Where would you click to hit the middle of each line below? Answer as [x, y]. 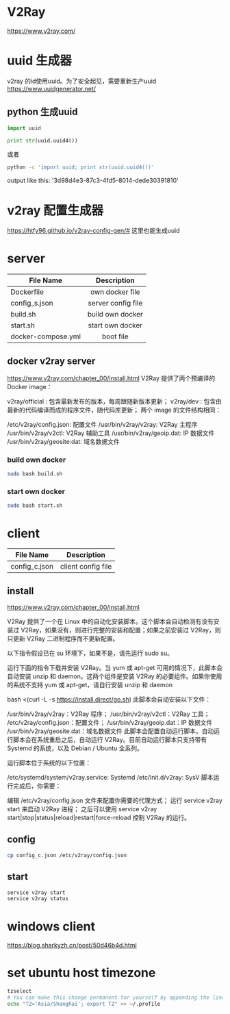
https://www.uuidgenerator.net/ [52, 88]
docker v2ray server [51, 361]
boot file [115, 336]
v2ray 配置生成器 [55, 210]
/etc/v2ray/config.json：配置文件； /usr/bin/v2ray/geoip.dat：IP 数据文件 [110, 723]
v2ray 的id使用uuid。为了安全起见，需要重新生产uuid [82, 81]
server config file [115, 304]
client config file [86, 567]
